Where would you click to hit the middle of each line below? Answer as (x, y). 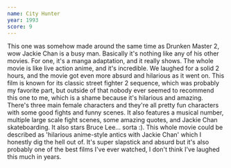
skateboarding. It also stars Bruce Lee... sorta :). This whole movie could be (115, 127)
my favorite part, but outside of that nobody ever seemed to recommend (111, 90)
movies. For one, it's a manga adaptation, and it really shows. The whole (110, 61)
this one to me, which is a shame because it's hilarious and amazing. (105, 98)
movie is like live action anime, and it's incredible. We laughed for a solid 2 (113, 68)
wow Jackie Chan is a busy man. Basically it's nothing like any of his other (113, 53)
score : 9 (20, 26)
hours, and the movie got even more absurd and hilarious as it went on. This (116, 76)
